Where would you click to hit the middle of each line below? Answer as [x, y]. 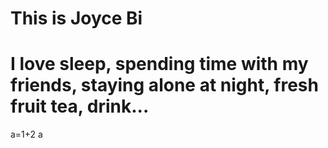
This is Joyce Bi [76, 18]
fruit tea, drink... [80, 106]
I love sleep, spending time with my [159, 64]
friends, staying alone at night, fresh [164, 85]
